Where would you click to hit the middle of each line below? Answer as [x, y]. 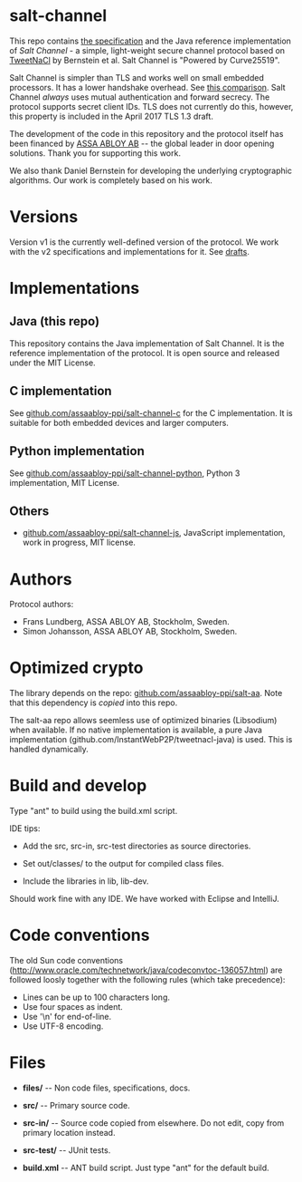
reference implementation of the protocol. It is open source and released [145, 353]
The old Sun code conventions [66, 961]
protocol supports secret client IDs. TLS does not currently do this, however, [151, 106]
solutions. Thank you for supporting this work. [95, 153]
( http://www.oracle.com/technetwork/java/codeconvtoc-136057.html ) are [146, 970]
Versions [44, 217]
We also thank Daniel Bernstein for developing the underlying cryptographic [151, 170]
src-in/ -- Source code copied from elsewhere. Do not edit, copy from [153, 1123]
